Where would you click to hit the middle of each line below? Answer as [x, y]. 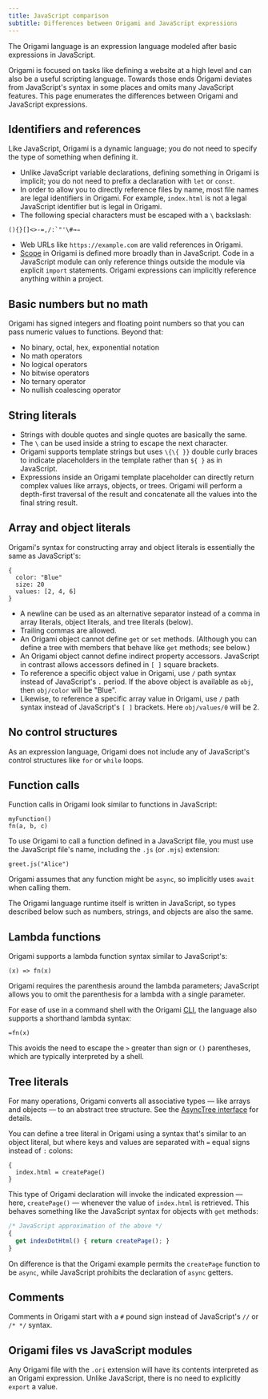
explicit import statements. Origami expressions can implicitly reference [138, 270]
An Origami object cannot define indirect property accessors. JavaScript [140, 656]
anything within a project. [62, 279]
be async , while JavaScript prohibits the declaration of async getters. [121, 1272]
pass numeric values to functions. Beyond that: [86, 332]
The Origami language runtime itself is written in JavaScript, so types [122, 904]
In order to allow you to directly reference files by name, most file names [139, 190]
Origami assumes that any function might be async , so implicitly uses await [131, 879]
